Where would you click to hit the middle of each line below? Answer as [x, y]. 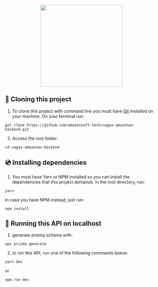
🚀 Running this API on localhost [53, 224]
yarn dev [14, 262]
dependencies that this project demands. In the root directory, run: [79, 182]
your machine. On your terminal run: [48, 116]
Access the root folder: [35, 138]
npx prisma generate [26, 244]
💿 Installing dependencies [46, 163]
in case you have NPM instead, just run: [45, 200]
